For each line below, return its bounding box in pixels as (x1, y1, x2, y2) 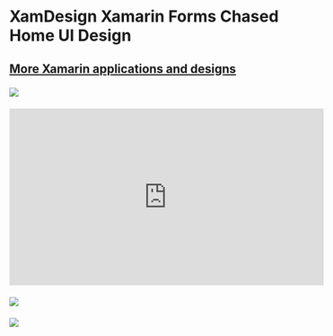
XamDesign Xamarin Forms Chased (9, 6, 279, 27)
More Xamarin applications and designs (9, 61, 236, 76)
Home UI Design (9, 25, 132, 46)
